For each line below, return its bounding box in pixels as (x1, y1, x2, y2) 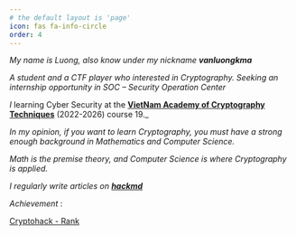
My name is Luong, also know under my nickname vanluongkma (9, 55, 253, 66)
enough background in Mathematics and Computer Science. (9, 136, 236, 147)
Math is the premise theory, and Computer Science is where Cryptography (9, 154, 287, 164)
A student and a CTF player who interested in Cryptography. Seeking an (9, 72, 279, 83)
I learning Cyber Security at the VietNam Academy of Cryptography (9, 99, 266, 110)
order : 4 (9, 30, 42, 39)
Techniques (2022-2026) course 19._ (9, 109, 149, 120)
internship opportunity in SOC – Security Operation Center (9, 82, 227, 93)
